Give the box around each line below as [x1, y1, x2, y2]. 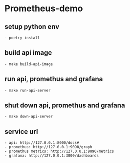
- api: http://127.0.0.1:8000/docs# [4, 140, 79, 145]
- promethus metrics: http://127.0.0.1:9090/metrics [4, 149, 114, 154]
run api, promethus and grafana [4, 75, 103, 83]
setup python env [4, 23, 60, 31]
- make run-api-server [4, 88, 51, 93]
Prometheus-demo [4, 3, 83, 14]
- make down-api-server [4, 114, 53, 119]
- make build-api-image [4, 62, 53, 67]
